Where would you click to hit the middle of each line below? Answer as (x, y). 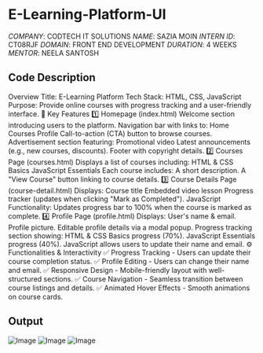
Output (26, 321)
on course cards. (36, 296)
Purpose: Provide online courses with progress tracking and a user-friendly (130, 105)
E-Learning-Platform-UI (87, 15)
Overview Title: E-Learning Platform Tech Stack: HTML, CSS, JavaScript (125, 97)
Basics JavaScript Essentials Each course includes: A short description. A (127, 170)
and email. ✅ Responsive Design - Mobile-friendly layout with (108, 270)
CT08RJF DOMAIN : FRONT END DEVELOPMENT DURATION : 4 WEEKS (122, 44)
